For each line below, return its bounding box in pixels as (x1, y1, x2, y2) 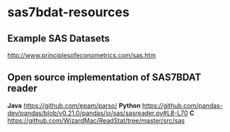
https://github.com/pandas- (142, 101, 223, 109)
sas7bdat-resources (7, 4, 130, 20)
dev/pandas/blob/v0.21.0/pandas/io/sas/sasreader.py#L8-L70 (7, 109, 189, 117)
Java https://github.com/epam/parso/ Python (7, 101, 141, 109)
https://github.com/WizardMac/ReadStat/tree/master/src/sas (7, 116, 185, 124)
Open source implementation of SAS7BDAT (7, 71, 202, 83)
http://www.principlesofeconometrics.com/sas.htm (7, 51, 156, 59)
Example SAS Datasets (7, 32, 110, 44)
